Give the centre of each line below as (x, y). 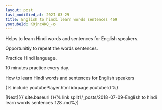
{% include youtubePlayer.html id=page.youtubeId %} (62, 88)
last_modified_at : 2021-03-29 (37, 15)
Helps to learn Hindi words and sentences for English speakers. (72, 39)
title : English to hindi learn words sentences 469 (61, 19)
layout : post (19, 10)
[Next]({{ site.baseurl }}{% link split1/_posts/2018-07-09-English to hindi (81, 97)
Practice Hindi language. (31, 58)
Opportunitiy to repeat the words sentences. (52, 48)
